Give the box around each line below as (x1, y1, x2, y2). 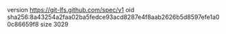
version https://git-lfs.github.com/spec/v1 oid (7, 6, 135, 14)
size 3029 (40, 20, 68, 28)
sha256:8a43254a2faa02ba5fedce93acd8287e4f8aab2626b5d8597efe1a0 (7, 13, 220, 21)
